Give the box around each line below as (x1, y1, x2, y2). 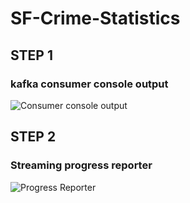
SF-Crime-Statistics (10, 7, 181, 30)
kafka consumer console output (10, 77, 169, 91)
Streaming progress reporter (10, 158, 153, 172)
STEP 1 (10, 47, 54, 64)
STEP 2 (10, 128, 57, 146)
